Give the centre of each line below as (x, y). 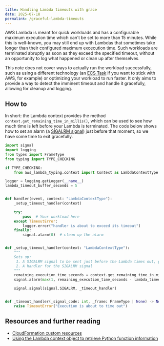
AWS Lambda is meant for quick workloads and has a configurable (72, 33)
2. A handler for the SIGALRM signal (54, 266)
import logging (20, 150)
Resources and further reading (53, 321)
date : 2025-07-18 (23, 14)
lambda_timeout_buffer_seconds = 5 (41, 186)
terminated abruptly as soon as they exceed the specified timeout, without (80, 53)
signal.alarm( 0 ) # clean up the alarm (63, 235)
